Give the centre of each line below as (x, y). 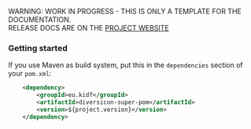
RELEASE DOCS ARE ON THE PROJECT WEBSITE (89, 28)
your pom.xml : (30, 73)
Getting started (38, 48)
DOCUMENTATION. (40, 20)
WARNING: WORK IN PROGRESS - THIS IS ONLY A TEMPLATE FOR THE (125, 11)
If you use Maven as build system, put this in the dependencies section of (125, 65)
